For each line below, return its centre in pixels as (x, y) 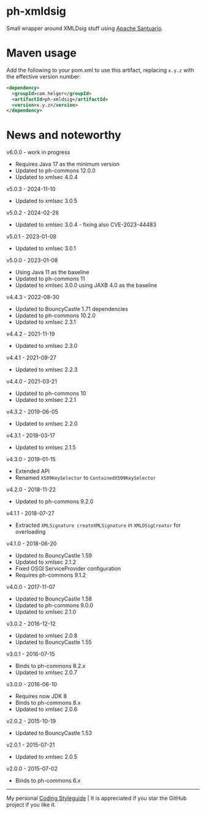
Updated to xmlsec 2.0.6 (46, 709)
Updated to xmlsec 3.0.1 (45, 248)
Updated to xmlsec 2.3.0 (46, 346)
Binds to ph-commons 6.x (48, 781)
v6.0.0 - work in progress (38, 152)
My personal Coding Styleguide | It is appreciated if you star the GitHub (97, 798)
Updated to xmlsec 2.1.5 (46, 447)
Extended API (32, 471)
